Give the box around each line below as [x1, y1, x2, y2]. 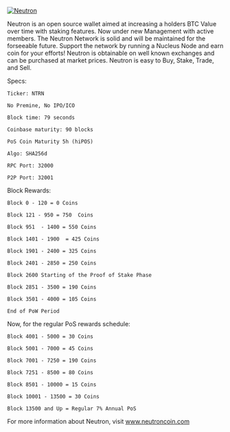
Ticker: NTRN [7, 90, 45, 97]
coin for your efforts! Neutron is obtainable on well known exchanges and [7, 49, 215, 57]
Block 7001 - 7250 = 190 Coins [7, 357, 97, 364]
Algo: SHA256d [7, 150, 48, 157]
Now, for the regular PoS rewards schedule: [7, 320, 130, 328]
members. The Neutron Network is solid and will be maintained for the [7, 34, 206, 43]
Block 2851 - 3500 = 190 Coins [7, 284, 97, 291]
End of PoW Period [7, 308, 60, 315]
